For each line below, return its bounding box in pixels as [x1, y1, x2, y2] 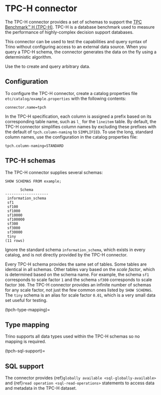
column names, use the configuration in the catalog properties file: [5, 134, 138, 140]
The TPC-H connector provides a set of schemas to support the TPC [5, 19, 142, 25]
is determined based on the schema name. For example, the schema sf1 [5, 271, 149, 277]
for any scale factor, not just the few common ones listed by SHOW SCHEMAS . [5, 287, 153, 293]
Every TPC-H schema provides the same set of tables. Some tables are [5, 261, 147, 267]
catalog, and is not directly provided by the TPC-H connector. [5, 252, 128, 257]
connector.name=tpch [5, 105, 47, 110]
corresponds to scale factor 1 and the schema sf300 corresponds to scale [5, 277, 152, 283]
